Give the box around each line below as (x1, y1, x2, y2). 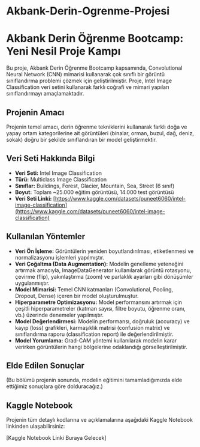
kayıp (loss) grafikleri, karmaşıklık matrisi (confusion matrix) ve (14, 324, 170, 331)
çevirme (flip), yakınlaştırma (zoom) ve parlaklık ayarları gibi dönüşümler (14, 273, 193, 280)
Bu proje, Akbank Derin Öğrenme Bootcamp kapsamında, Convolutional (6, 64, 183, 71)
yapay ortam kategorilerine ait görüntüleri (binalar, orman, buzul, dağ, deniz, (6, 129, 195, 136)
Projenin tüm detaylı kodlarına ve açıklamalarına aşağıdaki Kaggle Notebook (6, 416, 193, 424)
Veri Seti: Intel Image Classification (14, 169, 102, 177)
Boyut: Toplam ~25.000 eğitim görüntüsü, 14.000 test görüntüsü (14, 188, 174, 196)
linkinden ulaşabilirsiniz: (6, 422, 65, 430)
